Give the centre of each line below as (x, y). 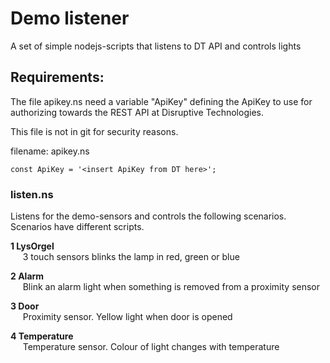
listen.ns (32, 194)
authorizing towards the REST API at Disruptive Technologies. (137, 112)
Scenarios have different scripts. (77, 227)
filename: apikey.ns (50, 151)
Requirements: (57, 77)
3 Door (25, 306)
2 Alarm (27, 276)
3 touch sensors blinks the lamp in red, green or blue (131, 257)
